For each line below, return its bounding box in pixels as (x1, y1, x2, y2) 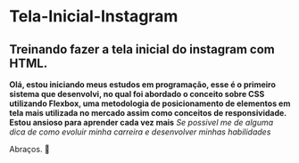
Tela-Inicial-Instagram (9, 6, 179, 27)
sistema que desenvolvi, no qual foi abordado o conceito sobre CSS (9, 89, 265, 99)
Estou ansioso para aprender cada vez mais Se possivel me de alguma (9, 118, 274, 127)
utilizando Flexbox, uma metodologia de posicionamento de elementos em (9, 98, 291, 109)
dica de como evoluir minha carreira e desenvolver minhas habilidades (9, 126, 271, 137)
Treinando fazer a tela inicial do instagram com (9, 42, 275, 57)
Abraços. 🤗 (9, 144, 51, 154)
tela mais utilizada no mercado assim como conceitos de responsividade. (9, 108, 287, 118)
